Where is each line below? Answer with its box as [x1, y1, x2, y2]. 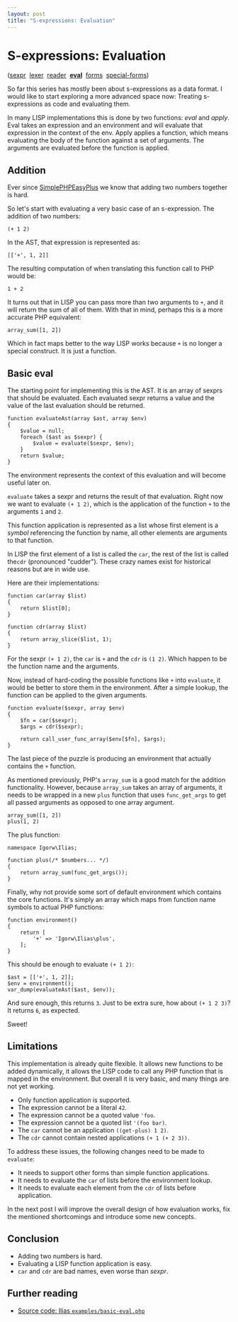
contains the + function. [7, 762, 76, 771]
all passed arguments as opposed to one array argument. [7, 798, 175, 807]
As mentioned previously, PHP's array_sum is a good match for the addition [7, 776, 226, 784]
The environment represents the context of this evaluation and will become [7, 471, 227, 480]
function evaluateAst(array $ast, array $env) [7, 415, 147, 422]
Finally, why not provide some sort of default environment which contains [7, 888, 222, 896]
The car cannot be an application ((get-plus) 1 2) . [17, 1125, 169, 1134]
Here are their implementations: [7, 579, 100, 588]
